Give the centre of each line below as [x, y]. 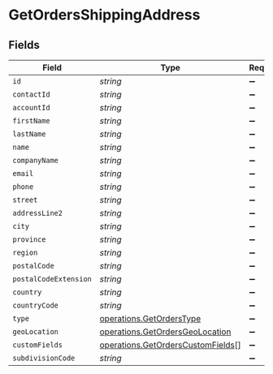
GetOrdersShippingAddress [104, 15]
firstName [31, 120]
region [25, 253]
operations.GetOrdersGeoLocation [165, 332]
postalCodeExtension [52, 279]
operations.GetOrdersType [150, 318]
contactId [31, 95]
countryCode [36, 305]
